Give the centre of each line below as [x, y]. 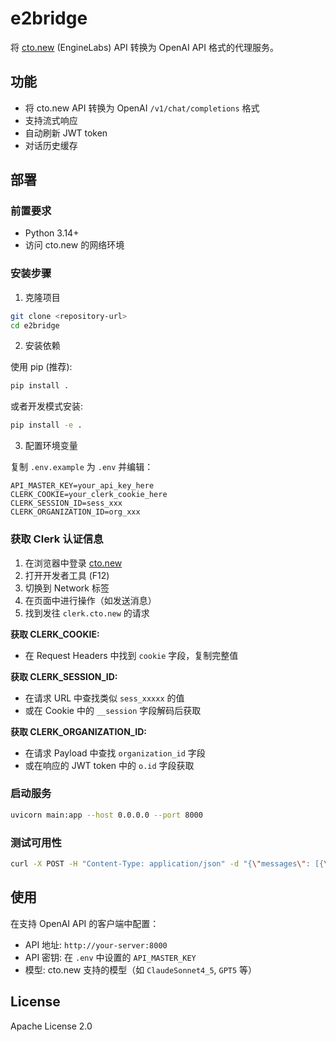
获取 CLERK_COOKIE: [55, 634]
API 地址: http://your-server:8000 [96, 944]
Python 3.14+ [52, 233]
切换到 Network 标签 [67, 588]
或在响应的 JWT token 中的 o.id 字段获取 [109, 765]
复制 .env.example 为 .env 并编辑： [82, 467]
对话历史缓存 [51, 145]
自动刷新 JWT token [66, 133]
